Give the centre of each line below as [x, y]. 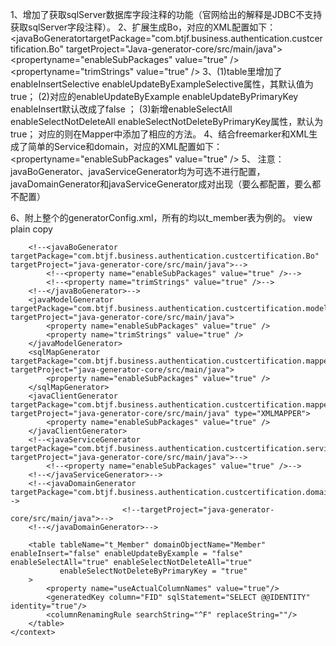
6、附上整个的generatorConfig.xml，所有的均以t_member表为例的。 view [161, 217]
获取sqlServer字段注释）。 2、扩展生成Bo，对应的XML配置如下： [143, 27]
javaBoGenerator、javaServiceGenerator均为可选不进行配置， [138, 171]
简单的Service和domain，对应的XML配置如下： [125, 146]
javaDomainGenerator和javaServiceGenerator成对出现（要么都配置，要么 [161, 184]
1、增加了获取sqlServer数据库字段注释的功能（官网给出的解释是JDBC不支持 [166, 14]
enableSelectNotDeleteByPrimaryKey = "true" [153, 571]
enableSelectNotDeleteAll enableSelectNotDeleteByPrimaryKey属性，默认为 [167, 121]
